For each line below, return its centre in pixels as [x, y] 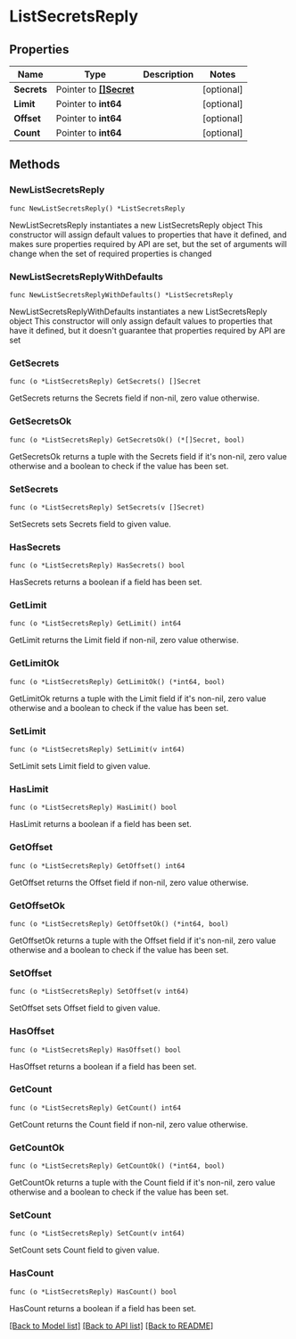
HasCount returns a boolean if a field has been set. [103, 1308]
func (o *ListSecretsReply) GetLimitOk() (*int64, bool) [117, 682]
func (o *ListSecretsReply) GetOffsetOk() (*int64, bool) [119, 924]
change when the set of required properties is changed [111, 253]
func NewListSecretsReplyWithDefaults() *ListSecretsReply [121, 295]
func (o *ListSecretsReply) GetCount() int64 [95, 1108]
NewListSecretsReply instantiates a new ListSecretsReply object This [136, 225]
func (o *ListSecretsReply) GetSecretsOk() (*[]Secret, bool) [127, 440]
